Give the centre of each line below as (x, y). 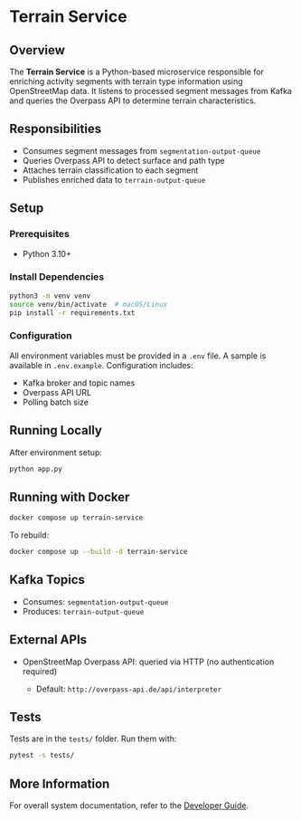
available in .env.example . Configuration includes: (102, 365)
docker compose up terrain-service (76, 518)
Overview (38, 50)
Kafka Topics (47, 580)
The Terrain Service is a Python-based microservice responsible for (137, 72)
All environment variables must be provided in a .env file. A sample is (138, 356)
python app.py (36, 469)
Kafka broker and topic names (79, 383)
